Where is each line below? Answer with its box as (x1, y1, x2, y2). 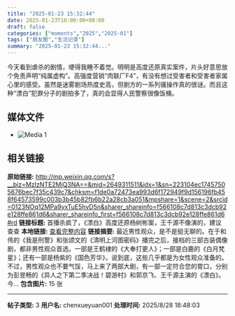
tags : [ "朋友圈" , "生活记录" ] (7, 36, 85, 43)
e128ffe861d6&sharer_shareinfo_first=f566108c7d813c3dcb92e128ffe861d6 (7, 210, 225, 218)
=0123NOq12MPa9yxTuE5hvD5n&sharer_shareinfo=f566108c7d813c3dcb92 (7, 202, 227, 210)
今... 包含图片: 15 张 (7, 279, 63, 287)
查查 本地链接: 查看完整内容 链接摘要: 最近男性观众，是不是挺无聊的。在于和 (7, 227, 227, 235)
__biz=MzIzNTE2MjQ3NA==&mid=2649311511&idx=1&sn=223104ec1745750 (7, 180, 226, 189)
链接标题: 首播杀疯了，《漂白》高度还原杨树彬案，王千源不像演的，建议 (18, 218, 222, 227)
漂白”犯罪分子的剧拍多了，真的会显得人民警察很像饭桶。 (16, 89, 178, 97)
